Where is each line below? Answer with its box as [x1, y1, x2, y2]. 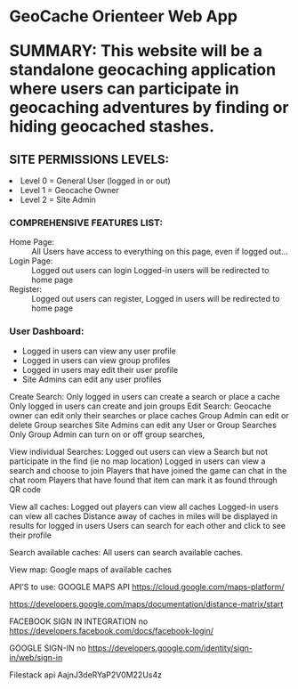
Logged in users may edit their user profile [21, 364, 179, 375]
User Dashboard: [9, 325, 85, 337]
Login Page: [9, 255, 53, 266]
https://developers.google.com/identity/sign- [87, 643, 254, 653]
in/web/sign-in [9, 652, 63, 662]
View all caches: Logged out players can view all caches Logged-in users [9, 501, 278, 512]
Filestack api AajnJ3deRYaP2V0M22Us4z [9, 669, 163, 680]
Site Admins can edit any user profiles [21, 374, 162, 385]
